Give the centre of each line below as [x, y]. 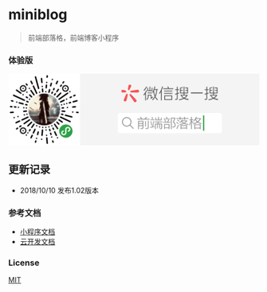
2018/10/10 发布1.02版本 [59, 190]
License [24, 263]
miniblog [38, 15]
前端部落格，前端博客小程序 [73, 37]
